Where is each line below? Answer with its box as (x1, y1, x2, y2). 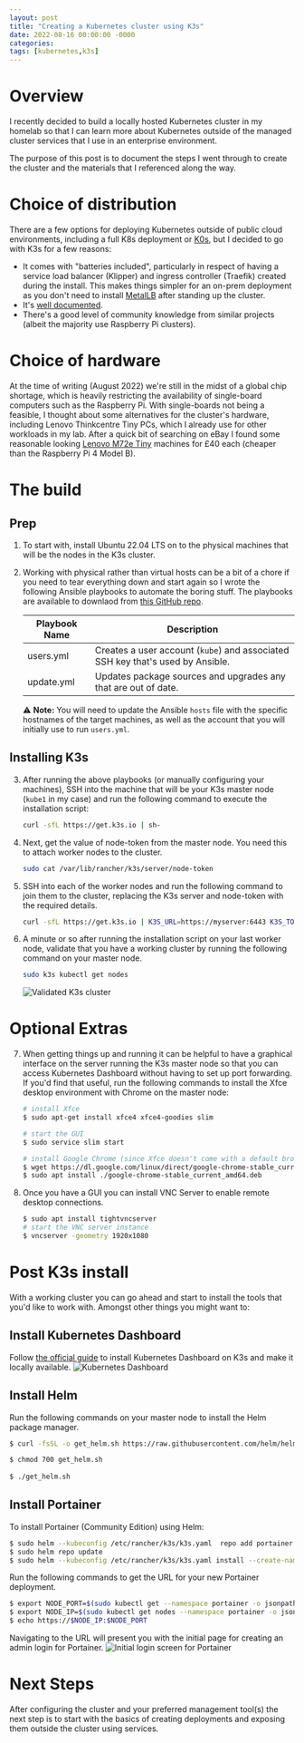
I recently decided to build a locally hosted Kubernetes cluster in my (9, 116, 263, 127)
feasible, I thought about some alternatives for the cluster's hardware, (9, 409, 270, 420)
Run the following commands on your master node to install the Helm (9, 1411, 267, 1423)
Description (166, 623, 219, 635)
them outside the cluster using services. (9, 1723, 159, 1734)
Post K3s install (9, 1262, 129, 1283)
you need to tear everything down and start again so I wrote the (22, 576, 261, 587)
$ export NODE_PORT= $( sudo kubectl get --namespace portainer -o (9, 1599, 261, 1609)
